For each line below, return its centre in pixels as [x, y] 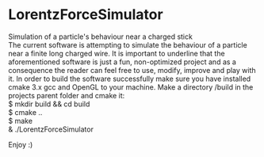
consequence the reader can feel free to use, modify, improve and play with [132, 70]
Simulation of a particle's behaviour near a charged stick [100, 36]
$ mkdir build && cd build [49, 104]
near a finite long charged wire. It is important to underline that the [117, 53]
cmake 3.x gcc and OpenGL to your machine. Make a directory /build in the [131, 87]
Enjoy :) [21, 144]
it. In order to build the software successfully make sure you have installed [130, 78]
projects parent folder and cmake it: [67, 95]
